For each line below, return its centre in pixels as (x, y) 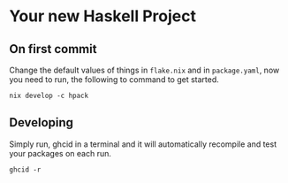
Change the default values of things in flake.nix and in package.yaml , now (144, 70)
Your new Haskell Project (103, 16)
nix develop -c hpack (49, 95)
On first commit (53, 49)
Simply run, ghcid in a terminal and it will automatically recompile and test (143, 144)
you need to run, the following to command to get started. (114, 80)
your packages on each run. (61, 153)
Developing (41, 122)
